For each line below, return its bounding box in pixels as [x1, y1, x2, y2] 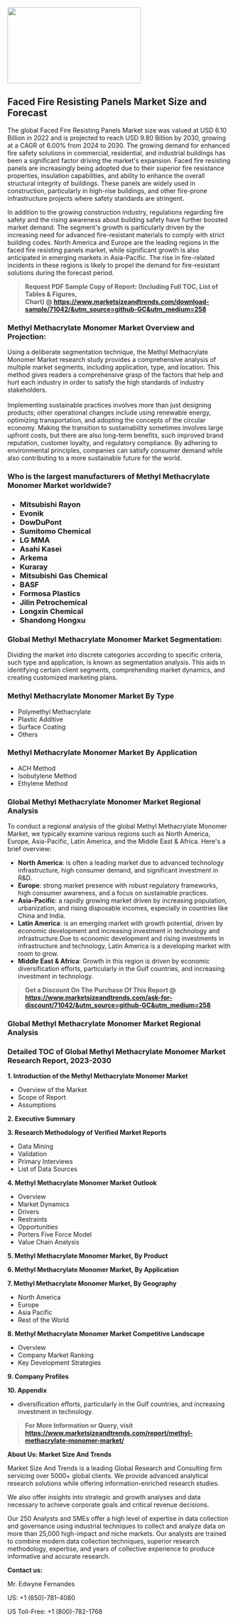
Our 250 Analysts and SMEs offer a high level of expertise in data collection [7, 1514, 229, 1523]
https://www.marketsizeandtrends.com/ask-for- [24, 994, 173, 1002]
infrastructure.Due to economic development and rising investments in [17, 934, 225, 943]
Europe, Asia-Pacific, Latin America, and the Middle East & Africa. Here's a [7, 837, 226, 846]
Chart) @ [24, 297, 53, 306]
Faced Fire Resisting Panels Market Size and [7, 96, 207, 108]
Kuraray [19, 561, 48, 571]
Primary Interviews [17, 1158, 73, 1166]
